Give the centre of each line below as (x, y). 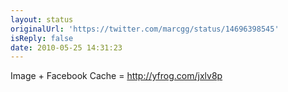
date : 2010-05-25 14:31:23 (66, 47)
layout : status (42, 19)
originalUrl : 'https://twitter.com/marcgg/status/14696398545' (145, 29)
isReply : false (42, 38)
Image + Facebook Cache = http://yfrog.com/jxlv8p (116, 76)
